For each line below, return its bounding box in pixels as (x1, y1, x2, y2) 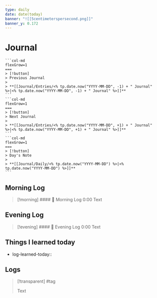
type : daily (5, 7, 29, 12)
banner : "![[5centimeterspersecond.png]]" (5, 16, 93, 21)
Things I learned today (5, 238, 75, 246)
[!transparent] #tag (17, 278, 55, 284)
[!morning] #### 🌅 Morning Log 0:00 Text (17, 197, 102, 202)
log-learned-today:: (12, 251, 52, 257)
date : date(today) (5, 12, 43, 17)
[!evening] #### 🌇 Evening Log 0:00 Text (17, 224, 101, 230)
